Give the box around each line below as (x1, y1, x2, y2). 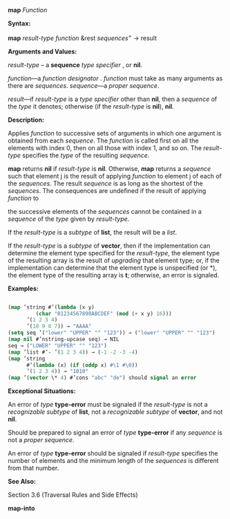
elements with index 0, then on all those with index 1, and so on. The (8, 143, 202, 152)
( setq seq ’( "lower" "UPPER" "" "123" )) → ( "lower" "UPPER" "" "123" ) (8, 329, 215, 336)
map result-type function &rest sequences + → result (8, 33, 157, 42)
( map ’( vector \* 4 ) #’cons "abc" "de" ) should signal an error (8, 374, 197, 381)
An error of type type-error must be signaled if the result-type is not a (8, 401, 208, 409)
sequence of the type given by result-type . (8, 215, 130, 223)
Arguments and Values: (8, 47, 77, 55)
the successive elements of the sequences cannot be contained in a (8, 207, 202, 215)
